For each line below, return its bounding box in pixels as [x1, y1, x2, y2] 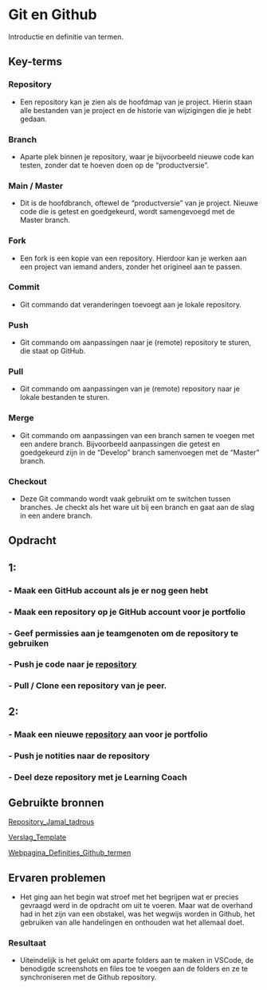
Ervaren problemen [8, 871, 106, 885]
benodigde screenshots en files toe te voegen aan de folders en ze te [19, 964, 249, 973]
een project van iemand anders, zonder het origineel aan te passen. [19, 261, 242, 272]
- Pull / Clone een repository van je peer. [8, 680, 167, 691]
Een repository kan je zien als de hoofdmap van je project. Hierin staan [19, 97, 253, 107]
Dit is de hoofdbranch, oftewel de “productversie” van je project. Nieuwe [19, 198, 259, 208]
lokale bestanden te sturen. [19, 393, 110, 402]
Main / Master [8, 180, 64, 191]
